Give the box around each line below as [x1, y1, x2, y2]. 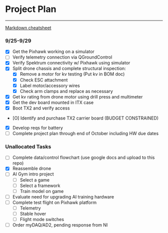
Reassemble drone [12, 165, 51, 171]
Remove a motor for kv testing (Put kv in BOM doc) [19, 71, 125, 77]
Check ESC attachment [19, 76, 68, 83]
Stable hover [19, 210, 46, 216]
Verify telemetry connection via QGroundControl [12, 54, 112, 60]
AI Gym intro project [12, 171, 54, 177]
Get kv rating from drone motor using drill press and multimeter [12, 93, 143, 99]
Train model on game [19, 188, 64, 194]
